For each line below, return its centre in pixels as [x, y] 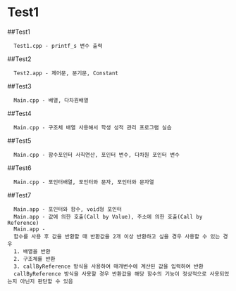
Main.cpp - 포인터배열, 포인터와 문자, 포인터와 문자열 [84, 182]
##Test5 [19, 141]
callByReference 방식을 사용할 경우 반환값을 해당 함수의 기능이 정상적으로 [110, 274]
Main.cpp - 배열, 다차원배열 [51, 100]
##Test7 [19, 195]
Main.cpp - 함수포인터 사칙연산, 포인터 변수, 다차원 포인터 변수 [97, 155]
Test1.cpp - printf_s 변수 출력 [58, 46]
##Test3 [19, 86]
